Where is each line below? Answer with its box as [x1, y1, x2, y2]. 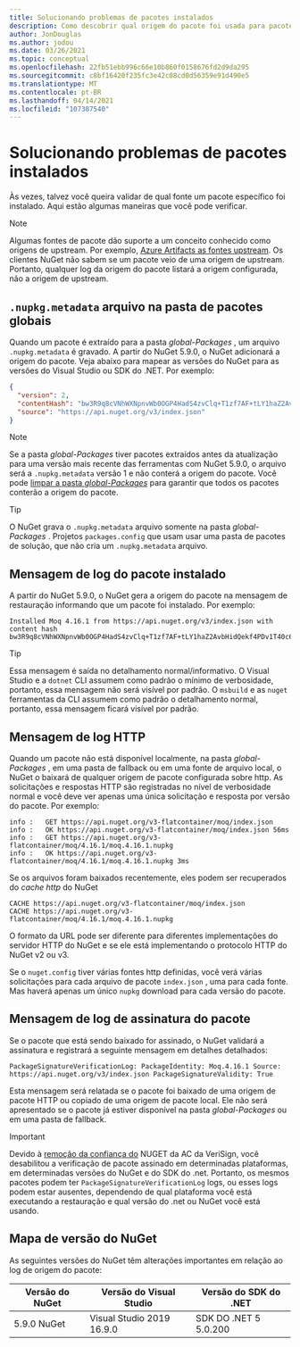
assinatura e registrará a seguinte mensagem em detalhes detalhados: [9, 1044, 268, 1055]
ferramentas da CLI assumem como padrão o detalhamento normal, [9, 694, 259, 705]
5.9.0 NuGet [13, 1318, 66, 1330]
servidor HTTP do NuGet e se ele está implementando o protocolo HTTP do [9, 940, 287, 951]
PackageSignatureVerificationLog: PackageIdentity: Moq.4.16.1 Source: [9, 1061, 281, 1071]
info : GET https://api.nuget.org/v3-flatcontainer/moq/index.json [9, 818, 274, 827]
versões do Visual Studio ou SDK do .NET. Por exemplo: [9, 365, 215, 376]
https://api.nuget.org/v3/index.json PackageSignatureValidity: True [9, 1069, 274, 1078]
